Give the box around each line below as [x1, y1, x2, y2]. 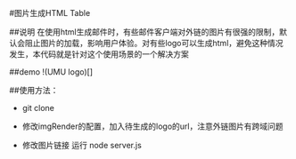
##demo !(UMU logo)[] [9, 67, 94, 77]
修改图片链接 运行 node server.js [21, 140, 143, 150]
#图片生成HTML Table [9, 8, 91, 18]
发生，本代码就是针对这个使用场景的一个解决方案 [9, 49, 189, 60]
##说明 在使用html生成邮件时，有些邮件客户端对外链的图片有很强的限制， [9, 27, 280, 37]
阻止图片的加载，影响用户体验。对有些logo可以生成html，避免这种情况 [24, 38, 284, 48]
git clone [21, 103, 55, 113]
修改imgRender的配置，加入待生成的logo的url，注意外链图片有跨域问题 [21, 121, 284, 131]
